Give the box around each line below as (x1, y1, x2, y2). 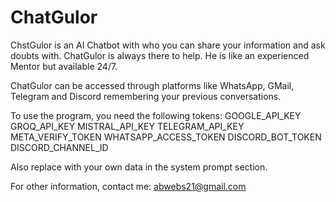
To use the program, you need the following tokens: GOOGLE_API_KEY (10, 109, 302, 121)
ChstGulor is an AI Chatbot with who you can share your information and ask (10, 39, 326, 51)
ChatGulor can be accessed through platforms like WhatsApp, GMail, (10, 79, 295, 91)
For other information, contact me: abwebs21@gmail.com (10, 180, 247, 192)
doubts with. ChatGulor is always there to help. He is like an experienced (10, 49, 310, 61)
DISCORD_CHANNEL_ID (10, 141, 109, 153)
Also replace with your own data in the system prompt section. (10, 161, 268, 173)
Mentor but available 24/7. (10, 60, 118, 72)
